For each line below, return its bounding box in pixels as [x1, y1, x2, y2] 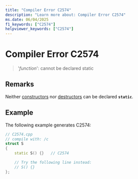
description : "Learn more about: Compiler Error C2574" [5, 12, 126, 17]
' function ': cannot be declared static [17, 65, 94, 71]
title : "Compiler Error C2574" [5, 7, 72, 13]
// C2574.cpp [5, 132, 33, 137]
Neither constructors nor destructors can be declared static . [5, 93, 133, 99]
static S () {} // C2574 [14, 151, 70, 156]
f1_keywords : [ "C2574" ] [5, 21, 56, 27]
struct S [5, 141, 24, 146]
